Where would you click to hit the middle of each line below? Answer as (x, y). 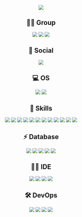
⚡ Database (41, 137)
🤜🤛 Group (41, 23)
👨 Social (41, 51)
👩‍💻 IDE (41, 167)
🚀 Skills (41, 108)
